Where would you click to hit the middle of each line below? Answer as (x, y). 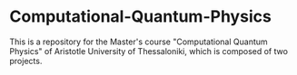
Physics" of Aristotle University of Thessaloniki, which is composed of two (149, 51)
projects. (26, 61)
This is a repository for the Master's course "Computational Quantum (139, 42)
